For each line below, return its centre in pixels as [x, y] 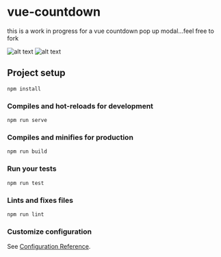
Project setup [37, 73]
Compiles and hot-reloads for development [80, 106]
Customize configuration [50, 232]
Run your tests [32, 169]
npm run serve [27, 121]
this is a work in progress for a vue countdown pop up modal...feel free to [110, 31]
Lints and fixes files [40, 200]
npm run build [27, 151]
